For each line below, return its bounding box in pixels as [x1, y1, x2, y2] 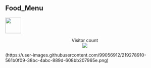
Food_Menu [5, 4, 44, 12]
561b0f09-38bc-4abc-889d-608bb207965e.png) [5, 57, 109, 63]
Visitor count [71, 37, 98, 43]
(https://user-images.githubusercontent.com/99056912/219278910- [5, 52, 146, 58]
